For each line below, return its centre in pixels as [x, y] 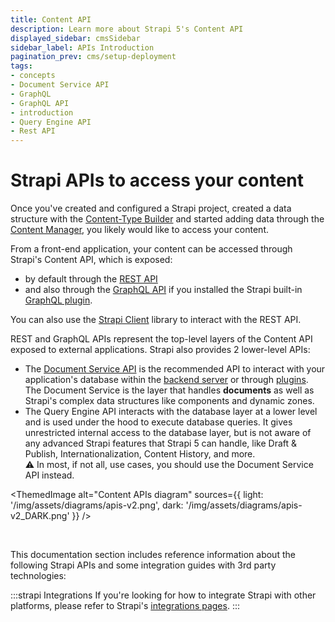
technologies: [38, 576]
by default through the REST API [91, 279]
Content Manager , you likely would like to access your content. [139, 230]
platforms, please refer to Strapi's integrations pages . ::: [125, 606]
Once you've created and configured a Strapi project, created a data [151, 208]
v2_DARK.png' [40, 516]
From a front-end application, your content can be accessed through [151, 249]
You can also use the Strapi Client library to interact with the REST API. [156, 320]
